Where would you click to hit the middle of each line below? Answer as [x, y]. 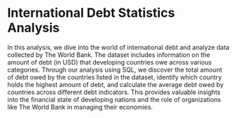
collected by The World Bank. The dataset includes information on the [109, 55]
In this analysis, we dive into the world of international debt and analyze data [118, 47]
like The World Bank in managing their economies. [80, 107]
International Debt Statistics [91, 13]
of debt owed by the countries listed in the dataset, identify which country [114, 77]
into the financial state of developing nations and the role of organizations [114, 99]
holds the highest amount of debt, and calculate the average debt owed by [116, 84]
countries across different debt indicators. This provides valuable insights [114, 92]
